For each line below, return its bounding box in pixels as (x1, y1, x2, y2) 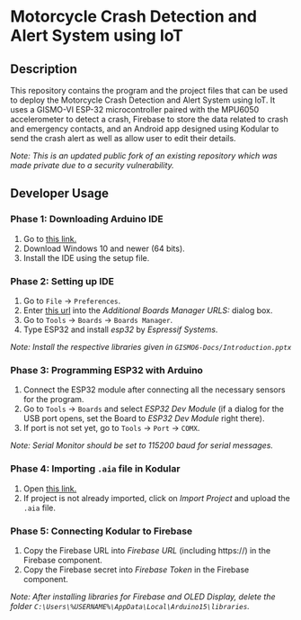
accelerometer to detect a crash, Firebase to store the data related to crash (10, 114, 288, 124)
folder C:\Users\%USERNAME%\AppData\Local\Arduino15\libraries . (10, 600, 250, 611)
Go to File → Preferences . (22, 295, 121, 306)
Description (10, 61, 77, 76)
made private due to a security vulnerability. (10, 160, 174, 170)
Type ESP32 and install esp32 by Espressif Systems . (22, 324, 218, 335)
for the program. (22, 394, 84, 405)
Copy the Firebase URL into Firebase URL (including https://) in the (22, 544, 271, 555)
